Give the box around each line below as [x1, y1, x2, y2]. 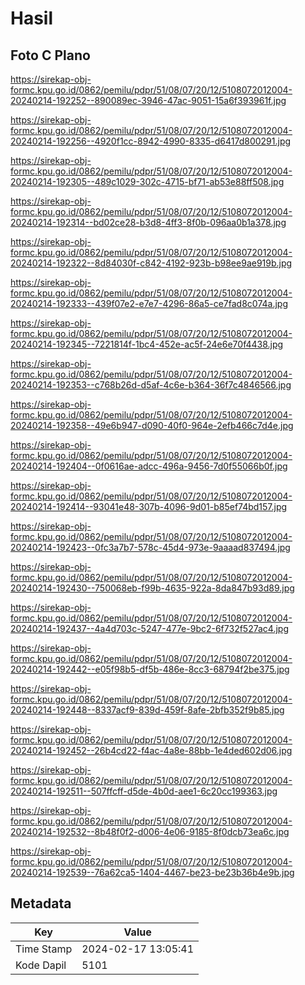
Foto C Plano [10, 47, 91, 64]
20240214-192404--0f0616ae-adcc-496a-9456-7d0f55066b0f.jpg [10, 460, 288, 472]
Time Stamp [15, 942, 73, 956]
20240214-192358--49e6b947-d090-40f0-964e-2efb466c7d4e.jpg [10, 420, 294, 431]
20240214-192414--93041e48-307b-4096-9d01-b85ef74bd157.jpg [10, 501, 288, 512]
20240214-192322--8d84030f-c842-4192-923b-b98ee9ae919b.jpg [10, 257, 293, 269]
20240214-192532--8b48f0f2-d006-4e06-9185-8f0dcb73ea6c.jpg [10, 826, 290, 837]
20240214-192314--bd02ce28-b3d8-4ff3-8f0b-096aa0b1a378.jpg [10, 217, 287, 228]
